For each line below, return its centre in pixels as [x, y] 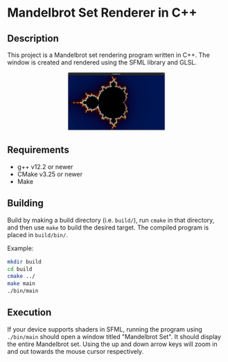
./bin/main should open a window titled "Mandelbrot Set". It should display [114, 336]
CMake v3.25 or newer [50, 174]
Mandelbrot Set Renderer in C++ [102, 13]
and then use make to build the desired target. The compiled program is [108, 227]
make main [21, 284]
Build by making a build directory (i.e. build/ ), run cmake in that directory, [111, 220]
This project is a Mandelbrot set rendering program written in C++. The [108, 55]
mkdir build [24, 261]
